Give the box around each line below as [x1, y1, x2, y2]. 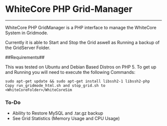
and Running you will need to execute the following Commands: [5, 69, 136, 75]
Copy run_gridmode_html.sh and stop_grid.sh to [5, 83, 106, 88]
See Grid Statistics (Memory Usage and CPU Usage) [12, 116, 120, 122]
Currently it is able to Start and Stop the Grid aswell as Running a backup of [5, 39, 160, 45]
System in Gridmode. [5, 30, 48, 36]
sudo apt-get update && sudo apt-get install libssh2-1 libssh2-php [5, 78, 150, 84]
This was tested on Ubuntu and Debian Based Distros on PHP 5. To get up [5, 63, 157, 70]
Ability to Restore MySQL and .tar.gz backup [12, 110, 103, 116]
